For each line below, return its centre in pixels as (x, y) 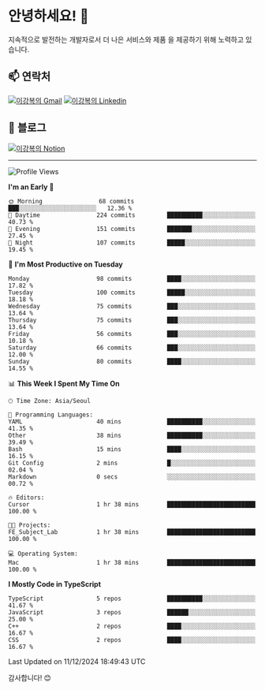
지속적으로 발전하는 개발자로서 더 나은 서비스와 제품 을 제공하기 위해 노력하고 (126, 39)
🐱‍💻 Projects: (30, 525)
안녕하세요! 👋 (49, 16)
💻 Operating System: (43, 554)
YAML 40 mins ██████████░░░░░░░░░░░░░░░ (132, 421)
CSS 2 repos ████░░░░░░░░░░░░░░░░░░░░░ (132, 640)
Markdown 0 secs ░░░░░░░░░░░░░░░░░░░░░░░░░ (132, 477)
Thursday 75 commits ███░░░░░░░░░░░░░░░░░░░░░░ (132, 320)
